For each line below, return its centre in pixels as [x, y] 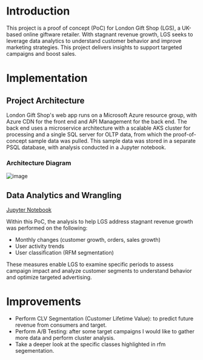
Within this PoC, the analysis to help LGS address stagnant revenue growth [100, 222]
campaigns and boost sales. [42, 53]
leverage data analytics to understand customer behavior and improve [94, 41]
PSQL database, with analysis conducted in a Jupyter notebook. [86, 147]
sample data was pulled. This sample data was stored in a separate [112, 141]
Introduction [38, 11]
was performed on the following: [47, 228]
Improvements [44, 302]
